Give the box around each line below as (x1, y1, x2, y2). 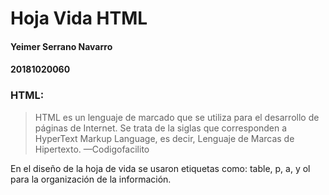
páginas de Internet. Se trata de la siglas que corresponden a (34, 122, 288, 134)
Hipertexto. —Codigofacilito (34, 143, 150, 155)
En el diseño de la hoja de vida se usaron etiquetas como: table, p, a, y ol (10, 162, 311, 174)
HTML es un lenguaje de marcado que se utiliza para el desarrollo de (34, 111, 320, 123)
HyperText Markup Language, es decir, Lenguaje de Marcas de (34, 132, 295, 144)
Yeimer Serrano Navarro (10, 40, 113, 52)
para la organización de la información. (10, 173, 172, 185)
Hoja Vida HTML (10, 7, 148, 30)
